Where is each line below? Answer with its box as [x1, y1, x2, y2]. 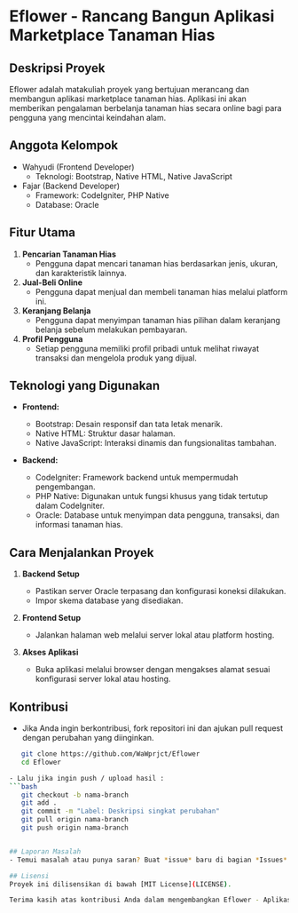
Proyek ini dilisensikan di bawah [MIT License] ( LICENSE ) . [9, 879, 232, 889]
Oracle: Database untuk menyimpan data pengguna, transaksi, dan [35, 510, 280, 520]
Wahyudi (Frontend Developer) [21, 162, 135, 172]
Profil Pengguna [21, 333, 83, 344]
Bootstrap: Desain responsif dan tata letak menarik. [35, 419, 223, 430]
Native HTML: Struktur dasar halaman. [35, 428, 176, 439]
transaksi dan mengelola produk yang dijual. [35, 353, 198, 363]
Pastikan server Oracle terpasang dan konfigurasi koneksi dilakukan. [35, 586, 286, 597]
